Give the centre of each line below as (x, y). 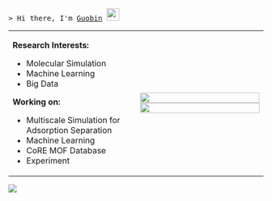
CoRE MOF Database (66, 150)
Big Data (42, 83)
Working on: (36, 102)
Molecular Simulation (66, 63)
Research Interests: (51, 45)
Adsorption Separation (69, 130)
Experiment (48, 160)
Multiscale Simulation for (73, 120)
